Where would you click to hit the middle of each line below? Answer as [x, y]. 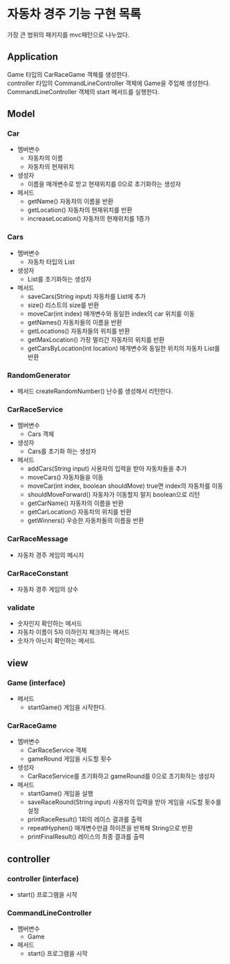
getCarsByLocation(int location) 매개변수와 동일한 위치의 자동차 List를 [124, 348]
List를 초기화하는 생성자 [59, 279]
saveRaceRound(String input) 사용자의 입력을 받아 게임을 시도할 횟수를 [124, 802]
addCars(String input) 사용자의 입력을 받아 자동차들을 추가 [107, 469]
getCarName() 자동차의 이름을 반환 [76, 503]
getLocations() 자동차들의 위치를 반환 [79, 331]
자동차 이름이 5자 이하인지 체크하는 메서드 [73, 632]
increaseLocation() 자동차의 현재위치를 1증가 [89, 219]
